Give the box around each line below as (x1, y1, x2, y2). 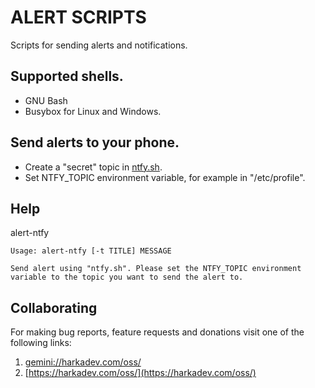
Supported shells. (10, 68, 124, 85)
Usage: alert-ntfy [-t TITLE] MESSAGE (10, 246, 172, 256)
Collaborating (10, 299, 98, 316)
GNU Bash (24, 94, 68, 106)
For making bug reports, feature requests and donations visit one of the (10, 326, 305, 338)
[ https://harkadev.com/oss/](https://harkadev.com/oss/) (24, 367, 257, 379)
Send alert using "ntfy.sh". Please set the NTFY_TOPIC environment (10, 264, 302, 274)
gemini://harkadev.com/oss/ (24, 356, 142, 368)
